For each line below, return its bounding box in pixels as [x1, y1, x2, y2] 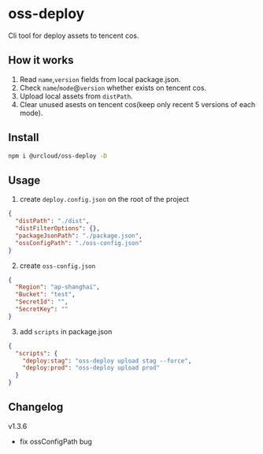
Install [8, 131, 39, 144]
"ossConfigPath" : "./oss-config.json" [15, 239, 143, 247]
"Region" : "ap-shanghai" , [15, 283, 101, 292]
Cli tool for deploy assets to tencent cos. [8, 31, 139, 40]
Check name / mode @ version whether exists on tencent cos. [19, 83, 207, 92]
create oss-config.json [19, 261, 96, 270]
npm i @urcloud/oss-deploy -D [8, 151, 108, 160]
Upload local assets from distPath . [19, 91, 133, 101]
